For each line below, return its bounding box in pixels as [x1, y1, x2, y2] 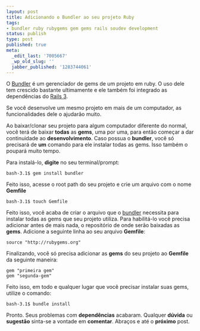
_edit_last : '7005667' [11, 53, 68, 59]
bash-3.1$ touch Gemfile [6, 198, 68, 205]
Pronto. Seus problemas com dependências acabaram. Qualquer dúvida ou [6, 311, 193, 319]
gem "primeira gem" [6, 268, 55, 274]
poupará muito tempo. [6, 147, 61, 155]
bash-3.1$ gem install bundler [6, 171, 84, 176]
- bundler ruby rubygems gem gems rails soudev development [6, 25, 159, 31]
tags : [6, 20, 20, 26]
